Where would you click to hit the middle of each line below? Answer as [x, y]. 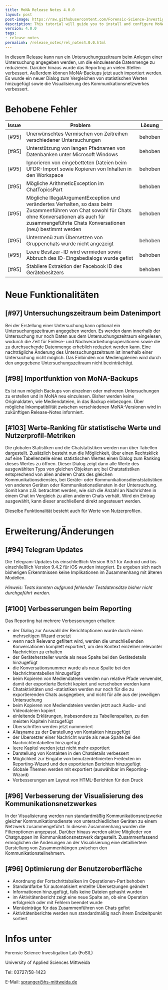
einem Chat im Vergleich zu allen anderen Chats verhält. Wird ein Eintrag [80, 496]
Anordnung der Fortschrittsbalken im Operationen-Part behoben [78, 881]
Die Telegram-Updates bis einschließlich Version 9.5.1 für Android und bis [81, 562]
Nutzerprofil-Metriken [40, 435]
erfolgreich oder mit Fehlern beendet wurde [57, 902]
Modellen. [15, 578]
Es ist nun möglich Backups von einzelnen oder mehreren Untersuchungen [82, 390]
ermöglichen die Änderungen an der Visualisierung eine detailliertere [76, 842]
